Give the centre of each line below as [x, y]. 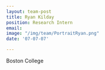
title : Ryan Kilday [30, 17]
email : [14, 28]
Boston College [25, 61]
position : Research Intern [39, 22]
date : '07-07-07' [28, 39]
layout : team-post [29, 11]
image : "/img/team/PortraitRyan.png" [53, 34]
